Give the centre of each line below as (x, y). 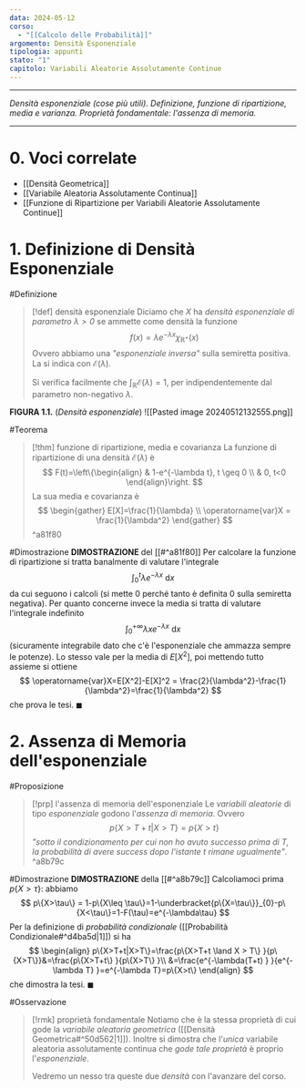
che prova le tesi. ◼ (46, 704)
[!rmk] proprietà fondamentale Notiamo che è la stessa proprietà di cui (164, 1019)
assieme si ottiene (43, 666)
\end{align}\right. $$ (164, 482)
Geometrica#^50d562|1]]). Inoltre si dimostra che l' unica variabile (155, 1039)
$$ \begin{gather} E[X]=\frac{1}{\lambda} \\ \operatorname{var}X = (164, 510)
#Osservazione (38, 1002)
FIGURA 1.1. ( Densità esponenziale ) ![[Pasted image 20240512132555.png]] (151, 412)
